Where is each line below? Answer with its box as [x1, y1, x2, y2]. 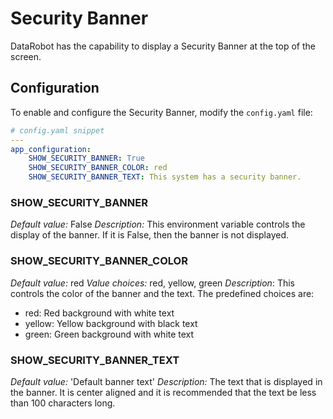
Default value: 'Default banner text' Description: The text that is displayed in [10, 375, 323, 387]
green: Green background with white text [24, 328, 195, 340]
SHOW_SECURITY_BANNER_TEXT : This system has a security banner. [28, 172, 302, 182]
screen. [10, 50, 42, 62]
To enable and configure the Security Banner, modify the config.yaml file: [10, 106, 313, 118]
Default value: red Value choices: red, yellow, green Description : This [10, 277, 295, 289]
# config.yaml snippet [10, 125, 105, 136]
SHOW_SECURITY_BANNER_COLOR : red [28, 163, 168, 173]
